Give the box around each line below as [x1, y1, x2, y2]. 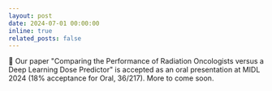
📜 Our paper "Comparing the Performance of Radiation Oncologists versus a [8, 56, 264, 66]
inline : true [8, 27, 53, 35]
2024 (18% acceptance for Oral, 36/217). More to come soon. [8, 73, 214, 83]
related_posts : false [8, 34, 82, 43]
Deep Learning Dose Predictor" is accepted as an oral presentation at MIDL [8, 65, 261, 75]
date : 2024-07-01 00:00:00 [8, 19, 100, 27]
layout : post [8, 11, 53, 20]
